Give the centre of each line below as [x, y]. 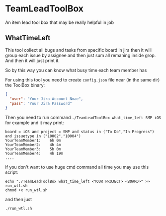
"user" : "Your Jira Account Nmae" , [46, 99]
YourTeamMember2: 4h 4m [33, 145]
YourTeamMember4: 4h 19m [34, 154]
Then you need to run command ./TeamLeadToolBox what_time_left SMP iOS [83, 118]
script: [12, 172]
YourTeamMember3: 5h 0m [33, 149]
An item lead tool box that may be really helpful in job [60, 22]
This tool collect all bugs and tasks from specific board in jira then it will [78, 50]
